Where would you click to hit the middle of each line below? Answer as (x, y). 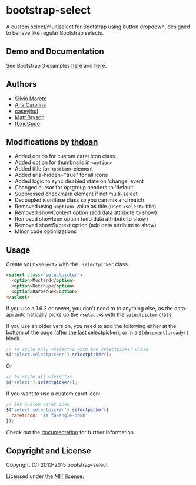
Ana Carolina (30, 104)
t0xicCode (27, 123)
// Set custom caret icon (38, 405)
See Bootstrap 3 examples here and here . (57, 65)
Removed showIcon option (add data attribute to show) (81, 219)
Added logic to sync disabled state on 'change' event (79, 181)
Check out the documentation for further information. (71, 432)
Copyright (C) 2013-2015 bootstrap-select (57, 465)
